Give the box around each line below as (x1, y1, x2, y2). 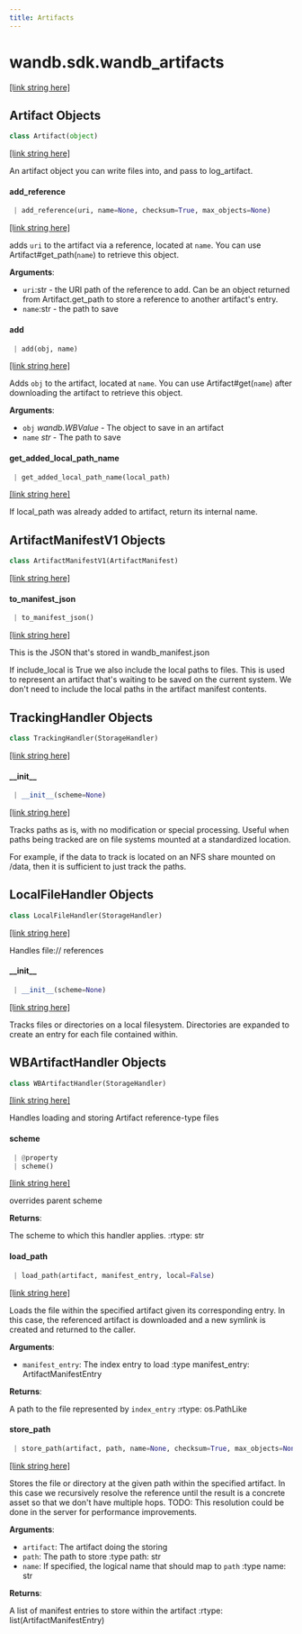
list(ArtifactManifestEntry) (9, 1614, 105, 1625)
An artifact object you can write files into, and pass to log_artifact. (9, 166, 253, 177)
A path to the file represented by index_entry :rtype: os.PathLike (9, 1403, 247, 1414)
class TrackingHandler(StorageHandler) (9, 734, 159, 744)
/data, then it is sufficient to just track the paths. (9, 862, 187, 872)
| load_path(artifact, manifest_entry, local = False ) (13, 1271, 216, 1280)
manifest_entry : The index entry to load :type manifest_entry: (22, 1358, 250, 1370)
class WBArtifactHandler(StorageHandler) (9, 1079, 167, 1088)
